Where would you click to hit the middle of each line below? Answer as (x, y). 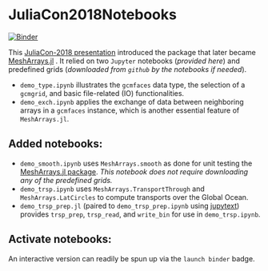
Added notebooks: (56, 144)
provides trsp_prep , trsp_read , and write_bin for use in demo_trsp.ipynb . (140, 214)
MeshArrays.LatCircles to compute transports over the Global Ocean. (134, 197)
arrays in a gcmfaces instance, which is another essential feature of (130, 110)
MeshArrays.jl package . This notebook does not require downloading (134, 171)
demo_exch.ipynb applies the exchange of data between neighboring (132, 102)
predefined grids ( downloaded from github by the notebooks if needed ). (128, 69)
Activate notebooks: (60, 239)
